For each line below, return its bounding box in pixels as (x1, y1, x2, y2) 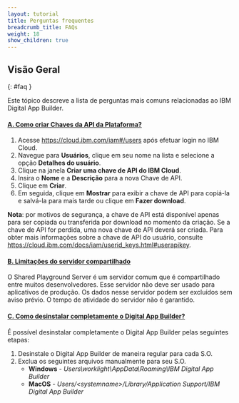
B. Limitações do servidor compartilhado (7, 257, 131, 265)
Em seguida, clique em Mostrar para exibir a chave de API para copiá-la (17, 189, 230, 198)
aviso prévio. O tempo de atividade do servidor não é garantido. (7, 295, 195, 304)
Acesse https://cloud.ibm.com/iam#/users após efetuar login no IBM (17, 136, 219, 145)
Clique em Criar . (17, 181, 66, 190)
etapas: (7, 335, 30, 344)
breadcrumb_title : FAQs (7, 24, 78, 31)
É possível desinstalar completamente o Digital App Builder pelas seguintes (7, 327, 229, 336)
